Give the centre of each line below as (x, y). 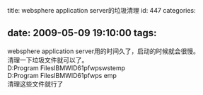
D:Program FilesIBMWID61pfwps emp (62, 75)
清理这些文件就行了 (35, 84)
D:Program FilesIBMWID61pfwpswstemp (66, 68)
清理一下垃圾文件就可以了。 (48, 60)
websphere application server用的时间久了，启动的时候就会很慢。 (103, 51)
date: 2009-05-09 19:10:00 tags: (82, 33)
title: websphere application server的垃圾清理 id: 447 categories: (101, 10)
